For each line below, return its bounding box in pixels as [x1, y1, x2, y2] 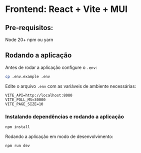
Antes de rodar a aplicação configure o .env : [5, 64, 97, 70]
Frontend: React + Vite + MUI [5, 3, 128, 15]
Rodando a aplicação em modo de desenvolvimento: [5, 133, 113, 139]
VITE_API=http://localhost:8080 [5, 92, 72, 98]
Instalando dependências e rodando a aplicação [5, 113, 124, 120]
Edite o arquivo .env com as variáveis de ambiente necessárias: [5, 83, 136, 89]
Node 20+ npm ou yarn [5, 36, 53, 42]
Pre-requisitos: [5, 23, 53, 32]
